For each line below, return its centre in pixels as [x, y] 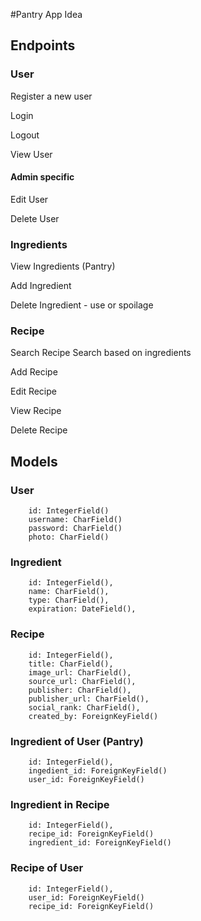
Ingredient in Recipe [60, 804]
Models [34, 461]
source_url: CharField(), [82, 681]
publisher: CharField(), [80, 690]
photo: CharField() [69, 537]
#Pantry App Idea [46, 14]
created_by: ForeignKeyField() [93, 716]
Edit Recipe [33, 391]
